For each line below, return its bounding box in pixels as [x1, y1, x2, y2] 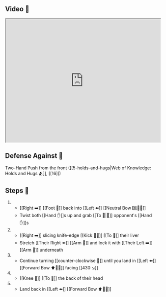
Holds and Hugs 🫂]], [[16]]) [5, 170, 61, 176]
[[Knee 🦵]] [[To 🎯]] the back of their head [19, 275, 103, 281]
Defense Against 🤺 [5, 151, 63, 160]
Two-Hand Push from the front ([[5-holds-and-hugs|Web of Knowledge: [5, 165, 151, 171]
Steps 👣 [5, 186, 29, 195]
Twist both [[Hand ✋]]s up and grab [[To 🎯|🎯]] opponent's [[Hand [19, 213, 152, 219]
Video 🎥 [5, 5, 29, 13]
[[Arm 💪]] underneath [19, 247, 63, 253]
